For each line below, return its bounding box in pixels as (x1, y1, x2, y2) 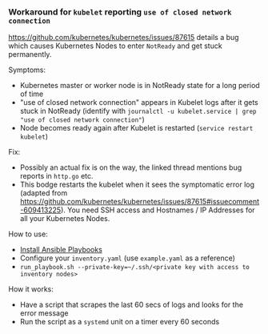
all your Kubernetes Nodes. (19, 214, 110, 223)
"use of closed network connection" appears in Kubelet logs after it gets (19, 98, 258, 107)
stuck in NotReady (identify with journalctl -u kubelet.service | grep (19, 107, 258, 116)
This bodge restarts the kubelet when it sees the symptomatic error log (19, 179, 254, 190)
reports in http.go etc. (19, 171, 94, 181)
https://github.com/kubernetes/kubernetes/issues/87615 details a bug (8, 33, 239, 42)
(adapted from (19, 188, 68, 198)
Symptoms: (8, 65, 46, 74)
